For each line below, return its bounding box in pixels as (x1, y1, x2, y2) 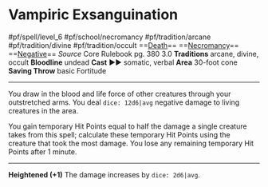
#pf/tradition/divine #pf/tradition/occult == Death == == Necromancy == (8, 40, 239, 50)
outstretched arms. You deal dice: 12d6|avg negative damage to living (8, 97, 240, 107)
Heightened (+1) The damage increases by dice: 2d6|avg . (8, 169, 201, 179)
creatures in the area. (8, 105, 79, 115)
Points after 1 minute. (8, 146, 77, 157)
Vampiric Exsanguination (8, 6, 178, 24)
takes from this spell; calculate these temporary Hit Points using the (8, 129, 231, 139)
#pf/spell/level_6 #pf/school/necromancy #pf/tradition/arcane (8, 32, 211, 42)
